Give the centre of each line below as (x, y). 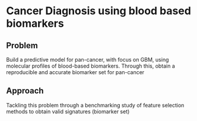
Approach (25, 91)
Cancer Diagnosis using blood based (99, 11)
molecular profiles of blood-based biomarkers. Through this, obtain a (90, 66)
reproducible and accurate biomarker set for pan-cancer (75, 72)
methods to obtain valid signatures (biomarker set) (68, 112)
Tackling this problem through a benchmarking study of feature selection (95, 105)
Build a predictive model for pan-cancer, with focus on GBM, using (88, 60)
